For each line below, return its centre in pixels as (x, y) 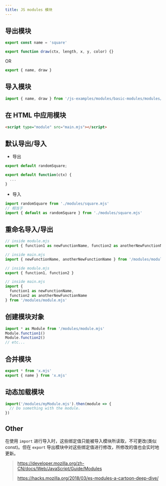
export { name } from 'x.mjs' (36, 375)
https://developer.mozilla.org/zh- (51, 463)
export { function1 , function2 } (40, 273)
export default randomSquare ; (36, 166)
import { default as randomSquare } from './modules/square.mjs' (74, 213)
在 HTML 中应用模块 (36, 115)
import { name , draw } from (34, 99)
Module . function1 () (25, 333)
